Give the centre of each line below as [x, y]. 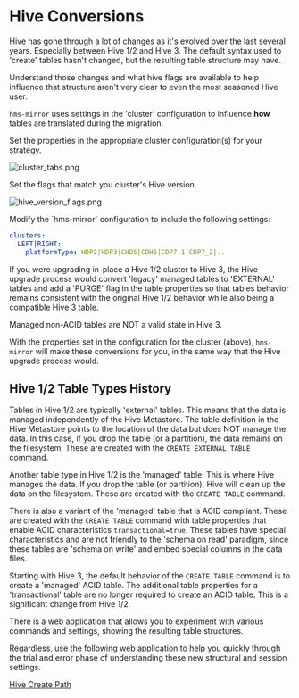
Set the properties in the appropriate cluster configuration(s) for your [136, 140]
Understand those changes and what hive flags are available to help [134, 77]
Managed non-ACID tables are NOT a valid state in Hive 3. [116, 324]
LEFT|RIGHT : [40, 244]
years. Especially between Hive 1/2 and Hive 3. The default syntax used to [145, 50]
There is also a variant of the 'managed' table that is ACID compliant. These [148, 511]
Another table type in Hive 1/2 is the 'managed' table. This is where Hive [142, 475]
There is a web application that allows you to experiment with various [137, 621]
